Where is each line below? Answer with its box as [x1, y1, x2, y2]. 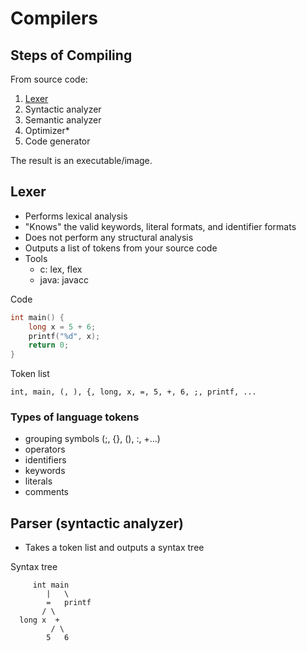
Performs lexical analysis [24, 210, 128, 222]
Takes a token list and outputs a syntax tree [24, 542, 205, 554]
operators [24, 443, 66, 456]
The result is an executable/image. [10, 155, 153, 166]
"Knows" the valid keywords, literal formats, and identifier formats [24, 220, 297, 232]
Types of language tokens [10, 410, 140, 424]
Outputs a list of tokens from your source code [24, 242, 218, 254]
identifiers [24, 454, 67, 466]
